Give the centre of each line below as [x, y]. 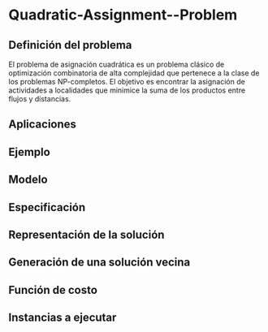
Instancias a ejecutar [63, 318]
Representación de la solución [86, 234]
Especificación [47, 207]
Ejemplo [29, 152]
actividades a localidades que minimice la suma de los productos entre [127, 90]
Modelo [28, 180]
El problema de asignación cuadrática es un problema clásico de [117, 64]
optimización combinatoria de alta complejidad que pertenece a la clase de [134, 73]
